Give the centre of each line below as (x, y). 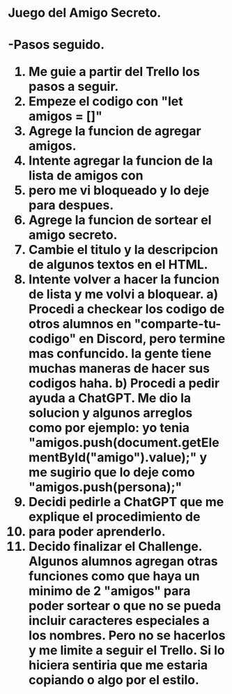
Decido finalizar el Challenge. (115, 547)
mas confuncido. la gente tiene (120, 354)
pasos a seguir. (74, 87)
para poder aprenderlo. (97, 532)
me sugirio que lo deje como (112, 472)
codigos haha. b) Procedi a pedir (124, 384)
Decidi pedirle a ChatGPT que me (126, 502)
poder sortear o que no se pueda (125, 606)
